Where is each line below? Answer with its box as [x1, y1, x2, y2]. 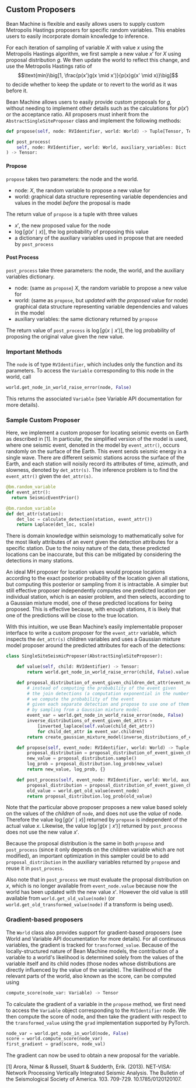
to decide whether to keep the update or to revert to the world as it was [6, 81, 178, 88]
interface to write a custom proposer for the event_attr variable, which [6, 630, 177, 637]
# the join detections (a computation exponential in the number [27, 690, 190, 696]
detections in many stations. [6, 557, 74, 564]
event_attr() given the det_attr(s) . [6, 473, 93, 480]
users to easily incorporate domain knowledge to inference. [6, 32, 149, 40]
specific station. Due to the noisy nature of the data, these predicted [6, 545, 170, 552]
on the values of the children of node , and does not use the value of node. [6, 810, 183, 817]
